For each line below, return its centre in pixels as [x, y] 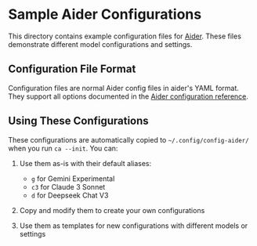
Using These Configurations [78, 121]
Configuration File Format [72, 69]
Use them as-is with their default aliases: [85, 163]
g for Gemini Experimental [73, 179]
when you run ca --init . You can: [63, 148]
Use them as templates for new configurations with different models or [134, 226]
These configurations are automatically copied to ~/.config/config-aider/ [128, 139]
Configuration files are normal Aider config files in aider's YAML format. [123, 88]
